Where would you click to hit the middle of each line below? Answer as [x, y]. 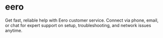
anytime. [14, 30]
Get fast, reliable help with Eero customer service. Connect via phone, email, [82, 20]
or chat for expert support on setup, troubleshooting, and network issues [78, 25]
